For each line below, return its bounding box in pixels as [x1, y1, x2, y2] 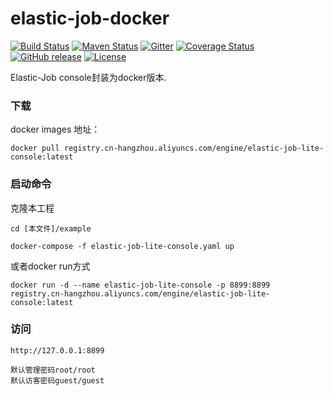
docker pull [10, 143, 60, 154]
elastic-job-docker [10, 7, 170, 30]
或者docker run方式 [10, 260, 91, 272]
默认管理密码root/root [10, 365, 96, 375]
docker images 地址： [10, 123, 101, 136]
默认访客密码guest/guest [10, 375, 105, 386]
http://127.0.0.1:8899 [10, 345, 105, 356]
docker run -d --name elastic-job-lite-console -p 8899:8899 [10, 280, 271, 290]
